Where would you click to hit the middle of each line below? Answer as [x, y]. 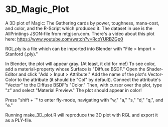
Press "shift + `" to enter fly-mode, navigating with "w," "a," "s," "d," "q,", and [84, 100]
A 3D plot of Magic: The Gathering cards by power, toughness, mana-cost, [82, 23]
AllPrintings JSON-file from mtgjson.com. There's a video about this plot [80, 33]
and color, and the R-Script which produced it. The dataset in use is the [79, 28]
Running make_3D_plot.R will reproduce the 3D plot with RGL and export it [81, 115]
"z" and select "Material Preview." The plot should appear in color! [73, 90]
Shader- [155, 69]
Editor [11, 74]
